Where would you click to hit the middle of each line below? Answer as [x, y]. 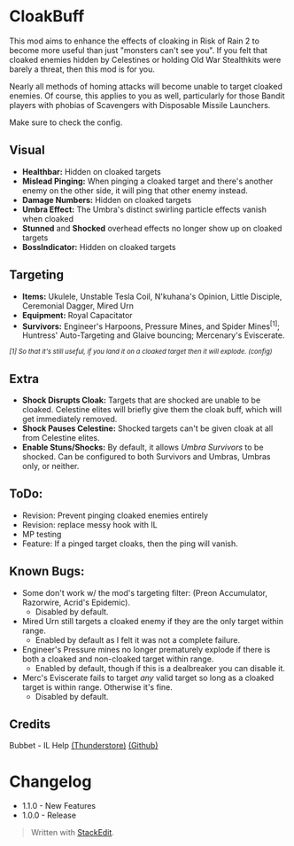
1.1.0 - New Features [59, 806]
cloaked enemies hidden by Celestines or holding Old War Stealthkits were [145, 59]
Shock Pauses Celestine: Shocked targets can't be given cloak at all [147, 428]
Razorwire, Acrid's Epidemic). [76, 602]
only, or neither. [50, 466]
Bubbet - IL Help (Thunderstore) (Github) [84, 746]
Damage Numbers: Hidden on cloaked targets [107, 200]
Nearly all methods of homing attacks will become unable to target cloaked [146, 86]
